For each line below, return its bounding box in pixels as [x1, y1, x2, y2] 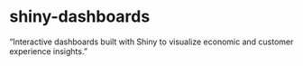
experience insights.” [9, 45, 88, 56]
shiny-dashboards [9, 6, 151, 27]
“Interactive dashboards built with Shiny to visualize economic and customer [9, 36, 294, 47]
